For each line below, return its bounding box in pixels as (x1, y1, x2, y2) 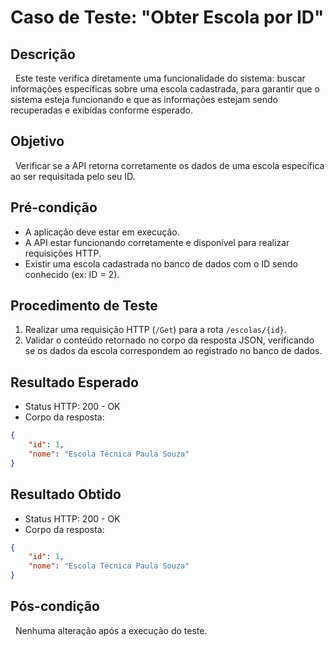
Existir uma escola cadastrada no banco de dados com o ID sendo (24, 257, 298, 270)
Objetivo (10, 133, 65, 150)
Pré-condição (10, 199, 98, 216)
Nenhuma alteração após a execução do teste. (14, 624, 208, 636)
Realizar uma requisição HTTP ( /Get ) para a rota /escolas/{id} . (24, 324, 287, 336)
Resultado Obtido (10, 486, 122, 503)
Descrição (10, 46, 76, 63)
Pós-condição (10, 598, 100, 615)
